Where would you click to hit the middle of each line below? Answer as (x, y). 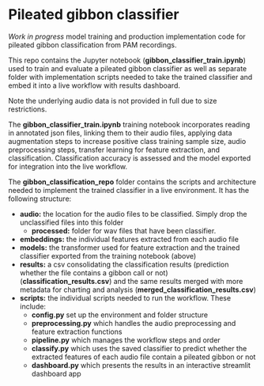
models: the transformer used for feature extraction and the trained (130, 248)
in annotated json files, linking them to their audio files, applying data (120, 133)
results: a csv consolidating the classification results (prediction (124, 264)
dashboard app (56, 373)
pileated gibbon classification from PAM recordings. (92, 44)
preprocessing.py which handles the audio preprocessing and (134, 323)
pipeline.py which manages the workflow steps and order (126, 340)
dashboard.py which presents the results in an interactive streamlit (141, 365)
